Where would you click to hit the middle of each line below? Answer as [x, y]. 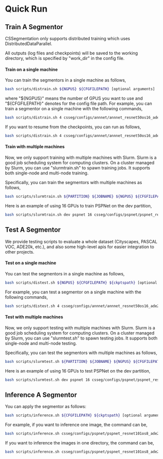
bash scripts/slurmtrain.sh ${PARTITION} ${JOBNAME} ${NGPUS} [69, 197]
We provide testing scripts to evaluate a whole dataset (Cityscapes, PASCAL [81, 241]
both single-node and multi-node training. [47, 173]
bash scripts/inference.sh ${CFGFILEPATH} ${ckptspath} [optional [73, 416]
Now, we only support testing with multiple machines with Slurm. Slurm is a [80, 328]
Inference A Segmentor [41, 395]
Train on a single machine [32, 69]
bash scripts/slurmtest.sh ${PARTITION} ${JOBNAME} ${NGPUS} [68, 361]
